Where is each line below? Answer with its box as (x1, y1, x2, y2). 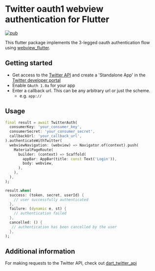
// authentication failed (14, 211, 67, 216)
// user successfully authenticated (14, 197, 89, 202)
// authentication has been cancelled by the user (11, 224, 117, 229)
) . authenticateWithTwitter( (5, 138, 63, 143)
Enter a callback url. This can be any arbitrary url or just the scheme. (12, 87, 151, 94)
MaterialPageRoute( (14, 147, 54, 152)
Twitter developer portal (12, 77, 61, 83)
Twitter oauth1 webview (5, 3, 104, 15)
